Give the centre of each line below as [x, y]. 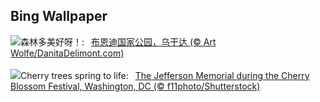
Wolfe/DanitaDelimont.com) [67, 53]
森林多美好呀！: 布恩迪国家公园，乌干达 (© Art [118, 41]
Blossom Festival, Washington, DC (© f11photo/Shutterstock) [135, 86]
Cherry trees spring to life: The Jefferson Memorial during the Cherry [165, 75]
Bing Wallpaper [59, 16]
